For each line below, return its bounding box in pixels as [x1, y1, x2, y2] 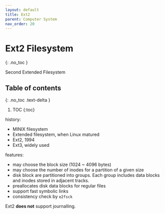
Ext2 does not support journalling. [5, 203, 76, 209]
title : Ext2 [5, 12, 30, 17]
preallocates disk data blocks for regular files [12, 183, 106, 188]
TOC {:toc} [12, 107, 35, 113]
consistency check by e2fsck [12, 193, 73, 199]
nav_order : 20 [5, 21, 35, 27]
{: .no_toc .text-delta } [5, 97, 51, 103]
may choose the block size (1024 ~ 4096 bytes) [12, 161, 112, 167]
